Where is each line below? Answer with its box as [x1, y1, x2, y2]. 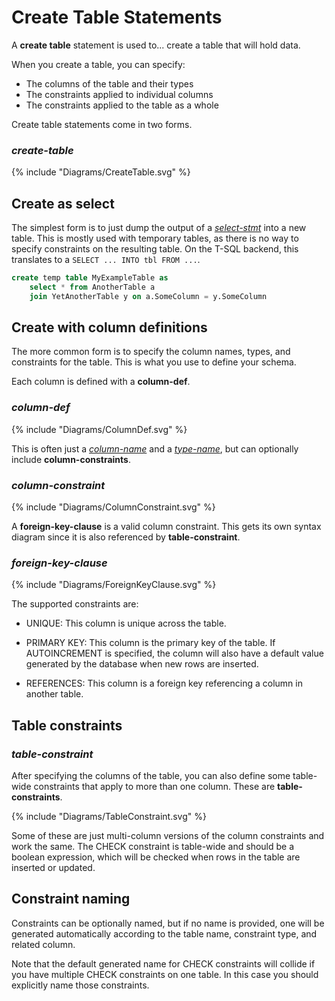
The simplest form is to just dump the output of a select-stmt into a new [11, 222, 307, 234]
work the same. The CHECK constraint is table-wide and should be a [11, 841, 295, 853]
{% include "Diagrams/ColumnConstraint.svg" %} [11, 501, 216, 513]
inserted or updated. [11, 862, 96, 874]
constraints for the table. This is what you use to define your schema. [11, 356, 297, 368]
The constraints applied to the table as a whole [25, 99, 219, 111]
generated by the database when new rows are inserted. [25, 658, 259, 670]
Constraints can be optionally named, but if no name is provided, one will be [11, 917, 325, 929]
